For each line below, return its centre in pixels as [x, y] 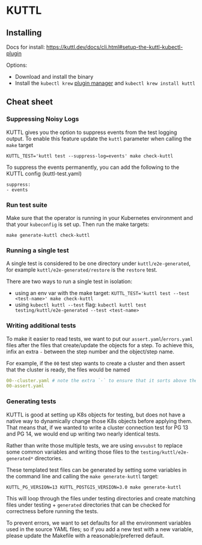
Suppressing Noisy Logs [43, 119]
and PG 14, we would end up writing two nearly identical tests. [83, 434]
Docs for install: [26, 47]
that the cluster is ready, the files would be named [68, 370]
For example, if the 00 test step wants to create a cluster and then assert [96, 363]
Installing [24, 33]
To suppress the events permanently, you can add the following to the [93, 167]
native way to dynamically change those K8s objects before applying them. [99, 421]
